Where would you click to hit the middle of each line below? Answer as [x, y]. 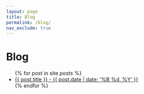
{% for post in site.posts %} [48, 73]
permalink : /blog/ [29, 22]
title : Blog [21, 17]
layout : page [22, 11]
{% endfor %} [31, 86]
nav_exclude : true [29, 28]
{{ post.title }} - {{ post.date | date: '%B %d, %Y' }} [76, 79]
